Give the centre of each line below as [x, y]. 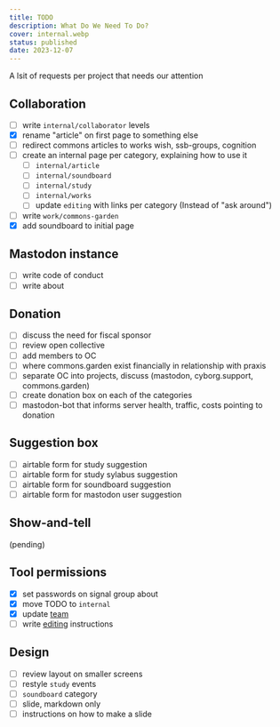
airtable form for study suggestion [85, 464]
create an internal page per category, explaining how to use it [134, 156]
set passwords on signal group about [90, 594]
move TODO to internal [66, 603]
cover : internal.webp [49, 34]
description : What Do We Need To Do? [79, 26]
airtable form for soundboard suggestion [96, 484]
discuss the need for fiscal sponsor [87, 335]
